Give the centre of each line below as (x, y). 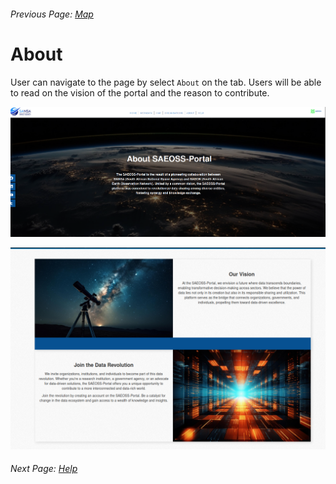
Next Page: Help (44, 469)
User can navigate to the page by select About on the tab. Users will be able (166, 82)
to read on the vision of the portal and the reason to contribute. (140, 92)
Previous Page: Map (52, 14)
